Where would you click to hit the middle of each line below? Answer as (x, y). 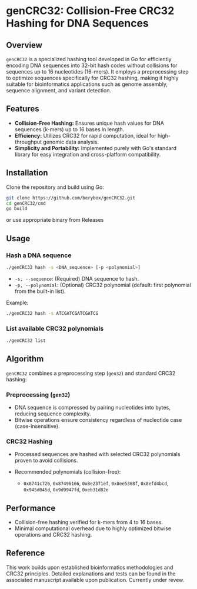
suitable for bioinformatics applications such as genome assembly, (87, 84)
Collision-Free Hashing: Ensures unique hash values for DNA (89, 123)
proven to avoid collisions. (46, 461)
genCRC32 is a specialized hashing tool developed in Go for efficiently (89, 59)
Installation (27, 173)
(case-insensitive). (37, 426)
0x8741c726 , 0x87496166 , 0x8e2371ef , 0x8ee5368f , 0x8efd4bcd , (96, 483)
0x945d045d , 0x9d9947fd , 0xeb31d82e (66, 490)
